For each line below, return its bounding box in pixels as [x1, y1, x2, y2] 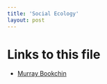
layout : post [7, 17, 45, 24]
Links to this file [7, 47, 101, 62]
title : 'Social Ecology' [7, 10, 79, 17]
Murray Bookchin [17, 69, 67, 78]
